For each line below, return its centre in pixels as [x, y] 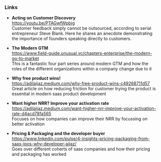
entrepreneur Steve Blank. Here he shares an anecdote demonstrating [82, 34]
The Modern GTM [30, 48]
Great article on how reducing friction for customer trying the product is [84, 89]
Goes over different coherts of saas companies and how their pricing [81, 149]
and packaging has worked [39, 154]
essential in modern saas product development [59, 94]
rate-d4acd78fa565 [31, 114]
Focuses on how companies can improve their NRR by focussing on [80, 119]
